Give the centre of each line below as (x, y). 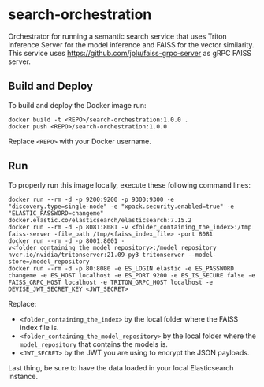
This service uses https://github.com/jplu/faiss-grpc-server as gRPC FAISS (130, 53)
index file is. (39, 327)
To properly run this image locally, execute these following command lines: (129, 185)
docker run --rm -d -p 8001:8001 (63, 241)
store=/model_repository (49, 262)
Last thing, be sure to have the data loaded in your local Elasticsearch (121, 367)
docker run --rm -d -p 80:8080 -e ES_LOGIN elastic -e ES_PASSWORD (121, 268)
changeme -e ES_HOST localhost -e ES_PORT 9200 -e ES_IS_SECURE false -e (132, 275)
